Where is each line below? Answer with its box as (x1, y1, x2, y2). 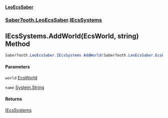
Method (5, 39, 30, 48)
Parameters (5, 63, 30, 69)
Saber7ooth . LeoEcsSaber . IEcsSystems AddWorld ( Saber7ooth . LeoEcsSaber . (5, 53, 155, 58)
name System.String (5, 84, 44, 90)
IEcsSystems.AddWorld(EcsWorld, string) (5, 31, 139, 40)
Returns (5, 96, 22, 102)
